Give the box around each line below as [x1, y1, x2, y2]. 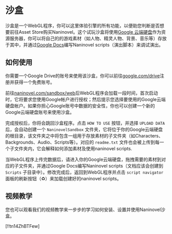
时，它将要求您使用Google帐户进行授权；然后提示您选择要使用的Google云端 [5, 96, 166, 102]
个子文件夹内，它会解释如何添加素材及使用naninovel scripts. [5, 145, 132, 151]
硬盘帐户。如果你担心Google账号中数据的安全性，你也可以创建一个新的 [5, 103, 155, 109]
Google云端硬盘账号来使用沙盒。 [5, 109, 75, 115]
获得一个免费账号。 [14, 79, 55, 85]
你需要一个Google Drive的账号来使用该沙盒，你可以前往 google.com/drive [5, 73, 160, 79]
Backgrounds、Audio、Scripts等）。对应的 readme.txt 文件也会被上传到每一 [5, 139, 164, 145]
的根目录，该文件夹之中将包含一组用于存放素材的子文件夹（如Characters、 [5, 132, 163, 138]
